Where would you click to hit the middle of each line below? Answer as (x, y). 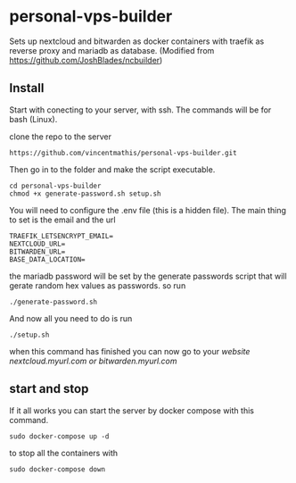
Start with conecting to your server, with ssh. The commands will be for (140, 110)
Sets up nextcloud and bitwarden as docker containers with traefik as (137, 41)
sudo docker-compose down (57, 469)
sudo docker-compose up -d (59, 436)
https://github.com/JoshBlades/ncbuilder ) (86, 60)
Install (27, 88)
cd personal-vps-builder (55, 186)
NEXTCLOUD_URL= (37, 244)
